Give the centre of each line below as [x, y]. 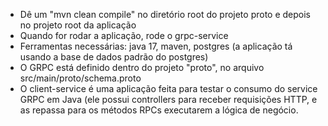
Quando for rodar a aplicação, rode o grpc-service [124, 35]
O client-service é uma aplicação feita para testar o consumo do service [168, 88]
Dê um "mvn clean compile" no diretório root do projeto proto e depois [165, 14]
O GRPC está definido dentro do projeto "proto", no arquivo [142, 67]
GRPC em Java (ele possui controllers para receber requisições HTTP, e [168, 99]
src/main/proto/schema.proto [80, 78]
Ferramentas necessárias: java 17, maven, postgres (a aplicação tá [156, 46]
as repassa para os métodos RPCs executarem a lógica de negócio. [159, 110]
